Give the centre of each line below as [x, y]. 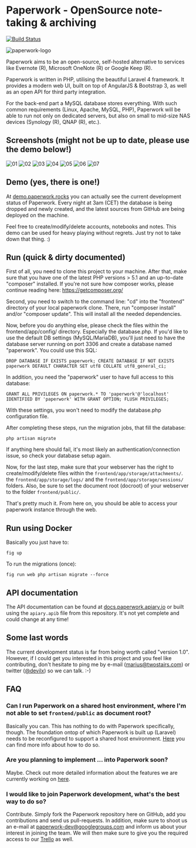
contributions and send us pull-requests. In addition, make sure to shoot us [97, 820]
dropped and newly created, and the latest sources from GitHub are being [95, 208]
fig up [14, 553]
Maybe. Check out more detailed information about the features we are [92, 772]
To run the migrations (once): [41, 564]
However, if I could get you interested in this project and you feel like [89, 658]
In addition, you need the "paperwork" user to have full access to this [90, 377]
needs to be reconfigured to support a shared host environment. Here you [95, 738]
